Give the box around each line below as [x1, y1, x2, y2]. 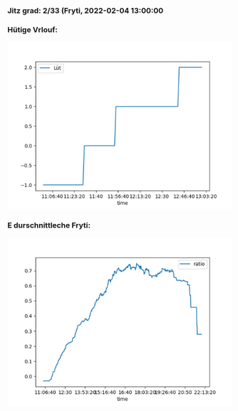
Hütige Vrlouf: [7, 24, 58, 34]
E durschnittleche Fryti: [7, 220, 91, 230]
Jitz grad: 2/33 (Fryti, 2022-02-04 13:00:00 [7, 6, 164, 16]
